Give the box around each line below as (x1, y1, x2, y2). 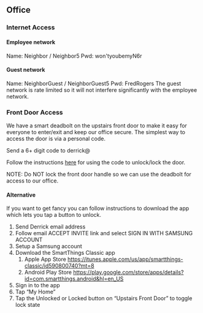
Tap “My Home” (15, 288, 56, 296)
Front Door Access (6, 108, 63, 116)
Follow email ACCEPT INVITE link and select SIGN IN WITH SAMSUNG (15, 230, 193, 237)
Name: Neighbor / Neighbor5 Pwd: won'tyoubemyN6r (6, 52, 142, 59)
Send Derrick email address (15, 223, 86, 230)
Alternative (6, 191, 36, 198)
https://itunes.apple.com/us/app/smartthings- (67, 255, 183, 263)
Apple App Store (24, 255, 66, 263)
